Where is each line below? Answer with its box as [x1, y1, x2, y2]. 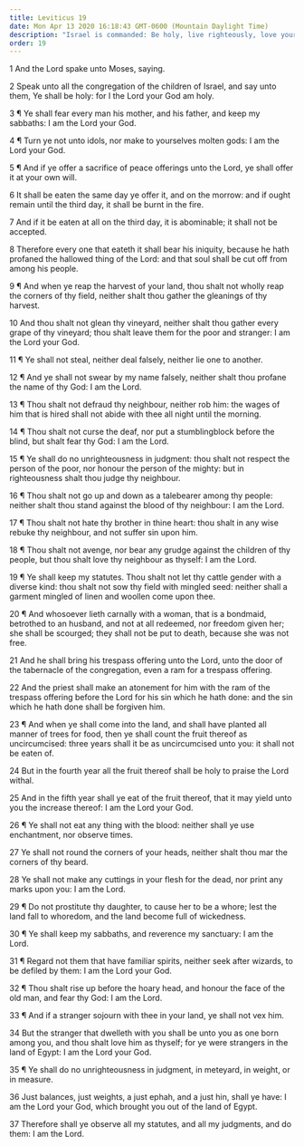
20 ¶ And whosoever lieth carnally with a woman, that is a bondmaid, [9, 609, 267, 620]
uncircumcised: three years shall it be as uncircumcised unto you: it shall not [9, 738, 295, 749]
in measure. [9, 1074, 53, 1085]
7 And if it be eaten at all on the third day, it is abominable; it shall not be [9, 217, 278, 227]
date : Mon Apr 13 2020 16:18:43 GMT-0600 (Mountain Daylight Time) [9, 22, 270, 31]
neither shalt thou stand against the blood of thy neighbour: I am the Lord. [9, 500, 285, 511]
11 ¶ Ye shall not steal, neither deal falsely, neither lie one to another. [9, 354, 264, 365]
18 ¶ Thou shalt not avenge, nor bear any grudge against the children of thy [9, 544, 291, 555]
